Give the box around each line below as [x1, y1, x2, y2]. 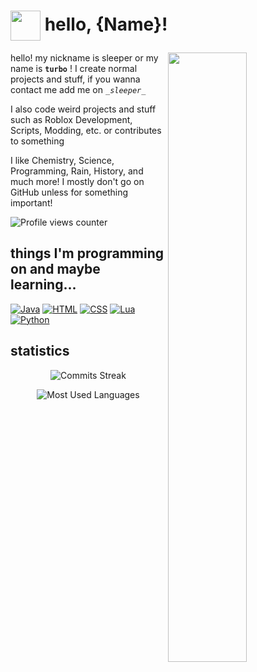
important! [10, 196, 53, 209]
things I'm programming [10, 245, 164, 262]
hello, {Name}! [44, 13, 168, 35]
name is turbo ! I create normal [10, 62, 138, 74]
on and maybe [10, 261, 101, 278]
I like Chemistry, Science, [10, 154, 115, 166]
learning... [10, 276, 77, 294]
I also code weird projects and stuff [10, 103, 157, 115]
